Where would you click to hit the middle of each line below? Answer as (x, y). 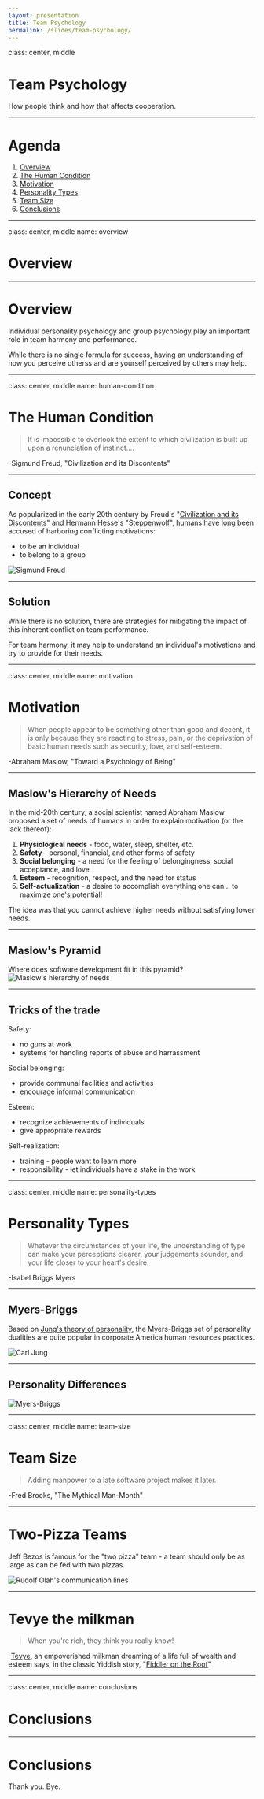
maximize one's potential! (61, 894)
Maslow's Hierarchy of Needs (82, 794)
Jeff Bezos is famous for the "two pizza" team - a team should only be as (126, 1556)
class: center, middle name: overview (68, 232)
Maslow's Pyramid (55, 950)
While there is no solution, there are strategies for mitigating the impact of (128, 621)
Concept (30, 495)
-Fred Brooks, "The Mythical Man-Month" (76, 1495)
